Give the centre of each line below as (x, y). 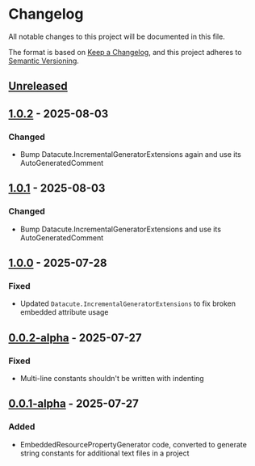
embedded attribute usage (64, 312)
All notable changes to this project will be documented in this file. (117, 36)
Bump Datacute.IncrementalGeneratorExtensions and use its (121, 229)
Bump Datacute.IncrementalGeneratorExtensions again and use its (131, 155)
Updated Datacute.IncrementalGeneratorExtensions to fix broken (128, 303)
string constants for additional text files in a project (105, 453)
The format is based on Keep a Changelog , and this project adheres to (125, 52)
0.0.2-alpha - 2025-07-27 (75, 338)
